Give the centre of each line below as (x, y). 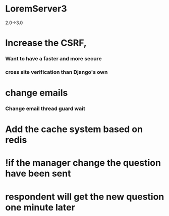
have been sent (38, 174)
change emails (37, 93)
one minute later (40, 207)
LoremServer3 (36, 9)
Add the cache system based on (74, 129)
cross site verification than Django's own (57, 72)
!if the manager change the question (83, 163)
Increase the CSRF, (46, 43)
